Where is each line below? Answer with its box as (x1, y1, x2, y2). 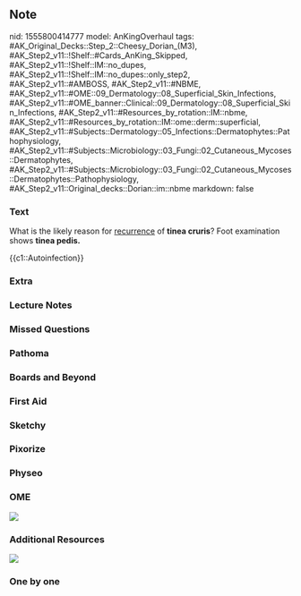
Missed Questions (9, 322, 90, 335)
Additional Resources (9, 532, 105, 545)
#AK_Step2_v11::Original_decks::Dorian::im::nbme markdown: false (9, 183, 254, 193)
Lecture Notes (9, 299, 73, 311)
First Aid (9, 395, 47, 407)
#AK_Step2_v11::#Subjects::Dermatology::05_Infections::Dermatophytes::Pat (9, 125, 290, 137)
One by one (9, 575, 61, 587)
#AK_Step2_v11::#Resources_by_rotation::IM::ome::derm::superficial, (9, 116, 262, 127)
